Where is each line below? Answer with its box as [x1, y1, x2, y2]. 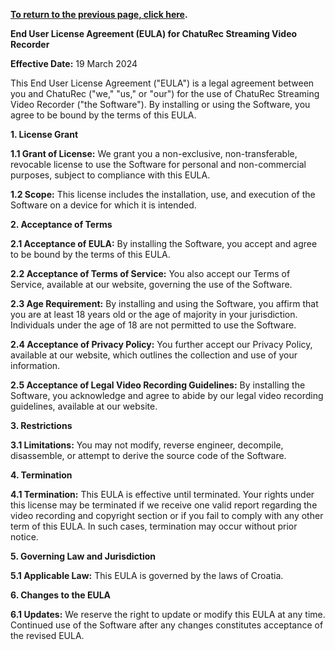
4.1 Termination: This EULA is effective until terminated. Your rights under [10, 489, 315, 500]
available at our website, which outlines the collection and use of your [10, 349, 298, 361]
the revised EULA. [10, 630, 85, 641]
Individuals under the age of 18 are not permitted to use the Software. [10, 319, 297, 331]
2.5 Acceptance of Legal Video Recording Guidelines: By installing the [10, 379, 306, 391]
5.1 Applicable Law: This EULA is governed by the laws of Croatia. [10, 570, 284, 581]
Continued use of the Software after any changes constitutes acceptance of [10, 619, 324, 631]
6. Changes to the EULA [10, 589, 112, 601]
